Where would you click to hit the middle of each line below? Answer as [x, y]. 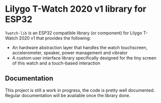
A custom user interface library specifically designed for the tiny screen [84, 58]
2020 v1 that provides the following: [55, 38]
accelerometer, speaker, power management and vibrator [70, 53]
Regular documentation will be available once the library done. [68, 95]
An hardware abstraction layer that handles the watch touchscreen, [80, 47]
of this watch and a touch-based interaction [56, 63]
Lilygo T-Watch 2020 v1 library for [76, 9]
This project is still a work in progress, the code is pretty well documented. [80, 90]
